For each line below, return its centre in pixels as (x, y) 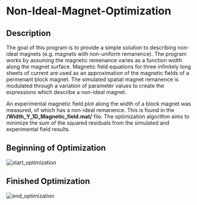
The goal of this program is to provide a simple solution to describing (91, 47)
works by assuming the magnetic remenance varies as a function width (94, 60)
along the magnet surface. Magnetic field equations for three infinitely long (99, 67)
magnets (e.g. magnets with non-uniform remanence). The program (103, 54)
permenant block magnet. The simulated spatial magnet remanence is (93, 79)
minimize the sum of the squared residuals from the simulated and (88, 123)
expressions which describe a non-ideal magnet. (66, 92)
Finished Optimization (48, 181)
